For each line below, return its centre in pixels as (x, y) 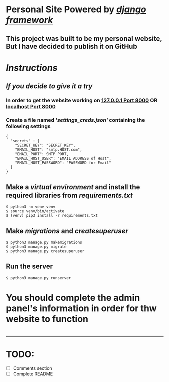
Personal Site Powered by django (76, 9)
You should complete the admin (73, 298)
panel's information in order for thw (81, 308)
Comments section (33, 368)
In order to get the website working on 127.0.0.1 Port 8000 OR (82, 100)
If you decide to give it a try (49, 86)
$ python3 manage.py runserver (39, 278)
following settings (28, 126)
